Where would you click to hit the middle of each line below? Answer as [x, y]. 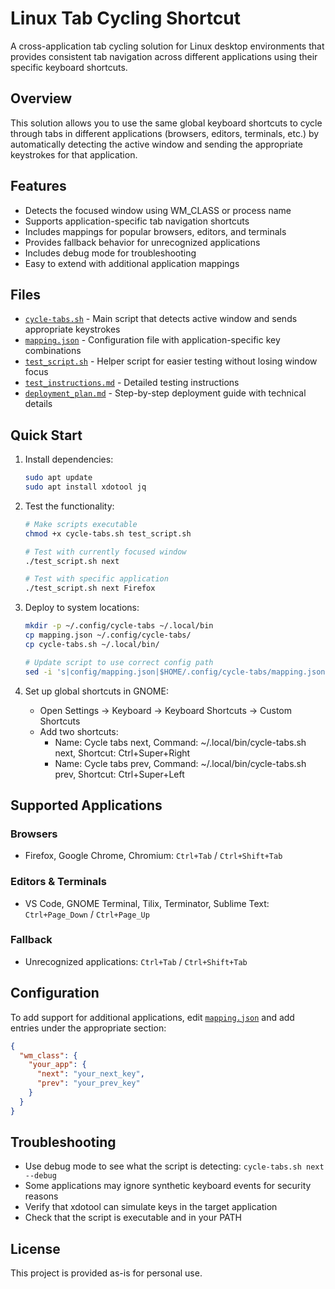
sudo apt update [58, 478]
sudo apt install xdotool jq [85, 487]
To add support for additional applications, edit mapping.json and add [152, 1017]
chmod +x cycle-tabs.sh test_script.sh [108, 533]
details [38, 404]
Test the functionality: [69, 506]
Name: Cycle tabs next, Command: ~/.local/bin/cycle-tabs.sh [180, 742]
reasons [41, 1196]
